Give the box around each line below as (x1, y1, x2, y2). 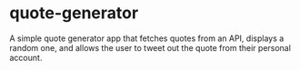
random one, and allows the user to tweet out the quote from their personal (9, 42, 291, 53)
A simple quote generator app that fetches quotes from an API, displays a (9, 33, 285, 44)
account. (9, 52, 43, 63)
